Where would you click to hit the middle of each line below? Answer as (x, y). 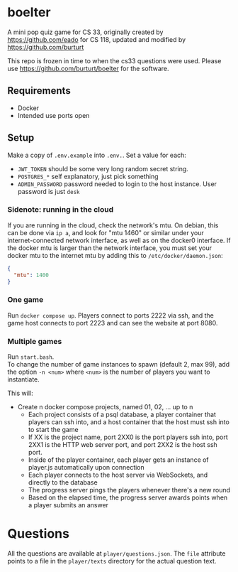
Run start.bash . (31, 357)
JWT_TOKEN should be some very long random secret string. (103, 168)
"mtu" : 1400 (32, 275)
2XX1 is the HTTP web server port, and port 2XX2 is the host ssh (123, 445)
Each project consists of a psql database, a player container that (122, 415)
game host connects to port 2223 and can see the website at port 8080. (113, 323)
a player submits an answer (68, 505)
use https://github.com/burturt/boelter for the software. (88, 68)
